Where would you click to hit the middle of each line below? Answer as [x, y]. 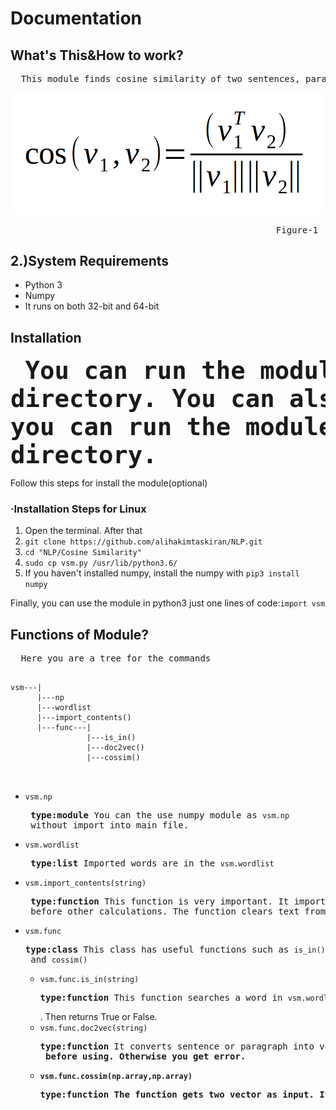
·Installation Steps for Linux [78, 509]
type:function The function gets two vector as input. [177, 1095]
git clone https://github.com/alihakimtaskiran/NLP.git [143, 542]
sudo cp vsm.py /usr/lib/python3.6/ [101, 563]
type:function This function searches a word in [161, 998]
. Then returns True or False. [98, 1017]
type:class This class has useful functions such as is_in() [175, 950]
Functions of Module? [80, 634]
